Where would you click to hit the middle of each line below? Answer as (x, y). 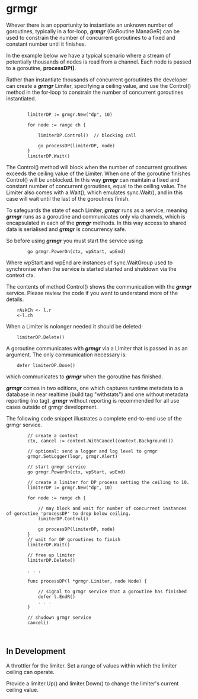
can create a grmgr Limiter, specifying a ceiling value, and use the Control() (99, 86)
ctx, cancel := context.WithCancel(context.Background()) (100, 441)
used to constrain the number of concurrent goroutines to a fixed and (91, 37)
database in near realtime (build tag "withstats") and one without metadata (97, 394)
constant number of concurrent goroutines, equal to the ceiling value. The (96, 186)
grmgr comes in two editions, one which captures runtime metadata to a (95, 388)
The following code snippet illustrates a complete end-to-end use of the (94, 418)
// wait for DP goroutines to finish (74, 539)
